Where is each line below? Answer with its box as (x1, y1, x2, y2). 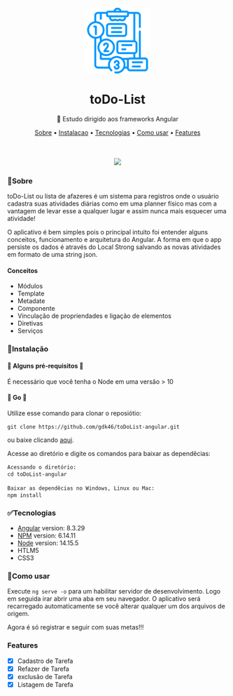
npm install (7, 492, 42, 499)
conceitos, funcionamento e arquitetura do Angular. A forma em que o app (7, 236, 222, 244)
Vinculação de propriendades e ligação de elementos (17, 312, 171, 320)
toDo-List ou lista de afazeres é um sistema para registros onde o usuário (7, 192, 219, 201)
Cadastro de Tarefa (17, 657, 73, 665)
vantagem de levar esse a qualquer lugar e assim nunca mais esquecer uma (7, 207, 227, 215)
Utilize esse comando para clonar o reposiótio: (7, 408, 142, 417)
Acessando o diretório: (7, 464, 77, 471)
